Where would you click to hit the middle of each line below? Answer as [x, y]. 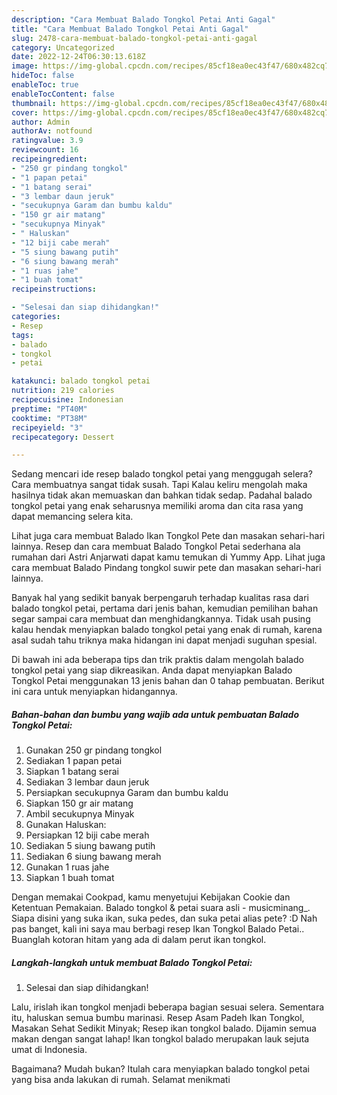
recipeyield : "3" [47, 427]
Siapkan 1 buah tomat [70, 878]
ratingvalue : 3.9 [47, 141]
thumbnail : [34, 103]
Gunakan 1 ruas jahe [67, 867]
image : [25, 66]
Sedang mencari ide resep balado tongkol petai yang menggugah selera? [162, 474]
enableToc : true [45, 85]
